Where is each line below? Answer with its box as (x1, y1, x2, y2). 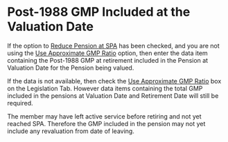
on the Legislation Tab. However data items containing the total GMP (7, 84, 203, 92)
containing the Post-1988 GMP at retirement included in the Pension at (7, 56, 209, 64)
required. (7, 99, 33, 107)
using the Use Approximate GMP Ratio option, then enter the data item (7, 49, 208, 57)
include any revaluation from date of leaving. (7, 127, 135, 135)
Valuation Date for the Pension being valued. (7, 63, 134, 72)
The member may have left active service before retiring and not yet (7, 112, 202, 121)
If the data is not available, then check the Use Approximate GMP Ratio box (7, 77, 222, 85)
